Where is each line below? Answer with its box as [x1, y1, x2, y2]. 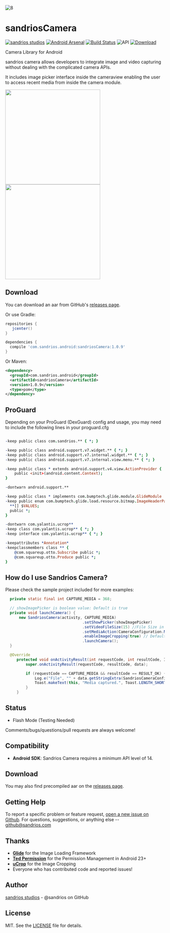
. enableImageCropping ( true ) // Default [82, 634, 166, 639]
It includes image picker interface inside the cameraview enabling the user [5, 74, 160, 80]
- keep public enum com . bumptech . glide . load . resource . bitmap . [5, 498, 137, 503]
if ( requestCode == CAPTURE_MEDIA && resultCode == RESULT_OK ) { [25, 671, 166, 676]
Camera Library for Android [5, 49, 63, 55]
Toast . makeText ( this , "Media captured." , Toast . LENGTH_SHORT [34, 681, 166, 686]
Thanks [5, 836, 30, 845]
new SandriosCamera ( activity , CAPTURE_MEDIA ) [18, 615, 116, 620]
